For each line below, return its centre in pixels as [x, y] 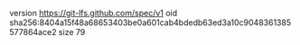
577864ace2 [33, 32]
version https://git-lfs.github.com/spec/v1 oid [94, 13]
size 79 [72, 32]
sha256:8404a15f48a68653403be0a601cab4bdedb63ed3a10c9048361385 [150, 22]
